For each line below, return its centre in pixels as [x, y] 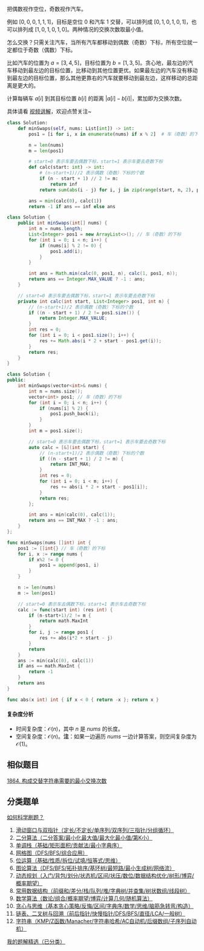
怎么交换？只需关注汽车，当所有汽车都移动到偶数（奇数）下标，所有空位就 [100, 42]
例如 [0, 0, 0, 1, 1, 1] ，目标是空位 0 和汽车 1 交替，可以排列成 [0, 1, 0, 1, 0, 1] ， [99, 22]
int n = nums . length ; [56, 229]
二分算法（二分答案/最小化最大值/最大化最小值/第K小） [84, 838]
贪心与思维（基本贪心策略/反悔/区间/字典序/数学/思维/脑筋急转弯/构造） [105, 906]
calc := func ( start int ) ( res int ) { [65, 610]
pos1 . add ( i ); [67, 251]
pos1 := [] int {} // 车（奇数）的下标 [61, 548]
